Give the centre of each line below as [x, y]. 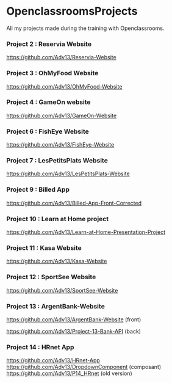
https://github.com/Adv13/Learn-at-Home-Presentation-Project [86, 232]
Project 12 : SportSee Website [51, 277]
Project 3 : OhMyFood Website [52, 73]
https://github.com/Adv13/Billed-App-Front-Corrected [74, 203]
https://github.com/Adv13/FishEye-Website [60, 145]
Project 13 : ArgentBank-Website [56, 306]
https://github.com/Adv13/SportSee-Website [62, 290]
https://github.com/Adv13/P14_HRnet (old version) [69, 373]
